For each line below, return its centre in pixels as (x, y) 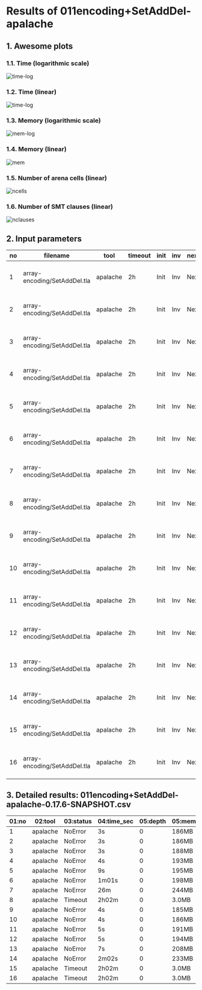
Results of (32, 11)
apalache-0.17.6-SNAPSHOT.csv (69, 804)
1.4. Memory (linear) (37, 149)
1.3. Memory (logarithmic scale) (54, 120)
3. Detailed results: (42, 795)
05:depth (153, 821)
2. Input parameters (44, 239)
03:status (78, 821)
